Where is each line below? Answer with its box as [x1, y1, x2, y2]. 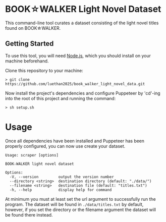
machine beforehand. [5, 58, 49, 64]
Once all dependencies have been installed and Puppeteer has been [5, 138, 145, 144]
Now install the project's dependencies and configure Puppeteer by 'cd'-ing [5, 90, 161, 96]
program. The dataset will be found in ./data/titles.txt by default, [5, 201, 144, 207]
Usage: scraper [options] [5, 153, 58, 158]
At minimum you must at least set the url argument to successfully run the [5, 196, 156, 202]
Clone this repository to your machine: [5, 67, 83, 73]
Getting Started [5, 40, 54, 48]
